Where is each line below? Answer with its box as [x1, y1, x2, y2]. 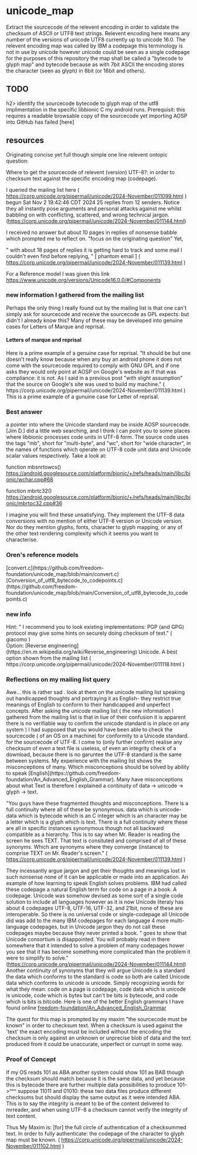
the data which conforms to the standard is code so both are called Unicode [6, 973, 190, 980]
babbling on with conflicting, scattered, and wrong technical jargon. [6, 211, 170, 218]
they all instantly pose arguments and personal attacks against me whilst [6, 205, 182, 212]
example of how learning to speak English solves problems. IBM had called [6, 880, 187, 887]
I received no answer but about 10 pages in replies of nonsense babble [6, 229, 178, 236]
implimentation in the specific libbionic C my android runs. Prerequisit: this [6, 106, 186, 113]
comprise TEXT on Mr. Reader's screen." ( [6, 849, 108, 857]
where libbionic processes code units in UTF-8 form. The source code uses [6, 433, 189, 441]
